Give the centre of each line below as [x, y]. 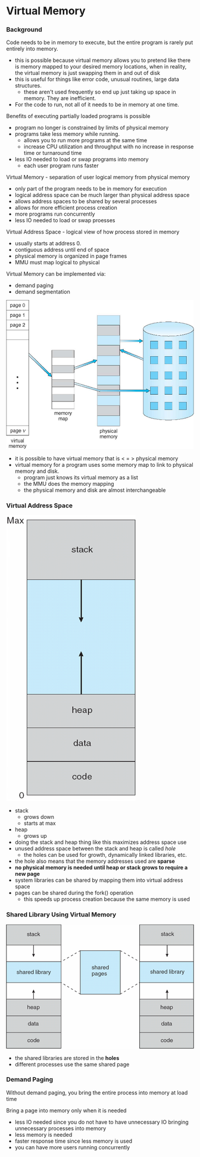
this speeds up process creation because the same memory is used [107, 899]
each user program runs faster [61, 166]
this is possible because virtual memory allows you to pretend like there [103, 60]
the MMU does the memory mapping [69, 484]
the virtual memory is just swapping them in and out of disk [87, 73]
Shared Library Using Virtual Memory [61, 915]
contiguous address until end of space [62, 250]
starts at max [40, 824]
